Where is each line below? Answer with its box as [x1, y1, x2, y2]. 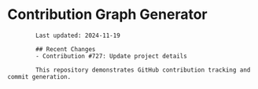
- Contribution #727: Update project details [35, 52, 188, 60]
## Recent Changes [35, 45, 96, 53]
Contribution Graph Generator [7, 6, 208, 24]
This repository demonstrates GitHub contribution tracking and [35, 65, 251, 74]
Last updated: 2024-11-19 [35, 32, 121, 39]
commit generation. [7, 72, 72, 80]
